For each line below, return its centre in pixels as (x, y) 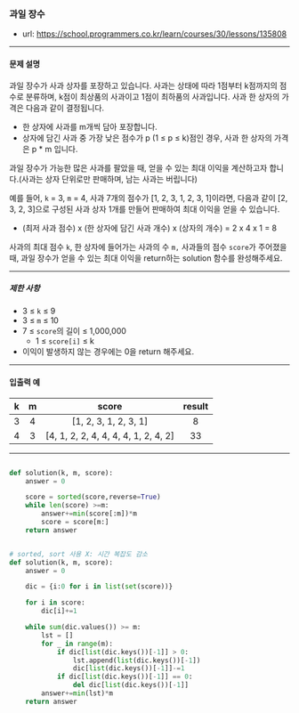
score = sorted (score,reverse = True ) (93, 497)
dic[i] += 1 (59, 612)
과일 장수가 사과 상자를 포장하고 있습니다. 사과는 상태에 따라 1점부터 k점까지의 (143, 85)
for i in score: (56, 603)
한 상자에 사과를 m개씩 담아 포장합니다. (89, 126)
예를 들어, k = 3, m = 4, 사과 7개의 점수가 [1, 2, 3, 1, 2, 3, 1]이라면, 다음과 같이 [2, (149, 198)
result (196, 406)
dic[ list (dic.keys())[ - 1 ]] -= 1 (129, 668)
